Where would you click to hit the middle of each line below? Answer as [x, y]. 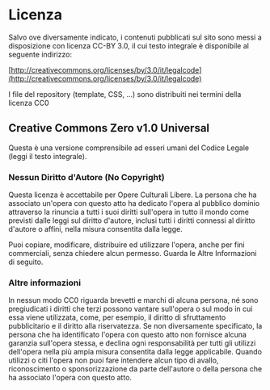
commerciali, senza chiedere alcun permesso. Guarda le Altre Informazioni [133, 254]
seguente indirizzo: [40, 54]
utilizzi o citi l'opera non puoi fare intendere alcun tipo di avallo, [114, 360]
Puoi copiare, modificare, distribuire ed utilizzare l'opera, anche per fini [127, 245]
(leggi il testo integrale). [48, 156]
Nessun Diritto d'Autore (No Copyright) [86, 177]
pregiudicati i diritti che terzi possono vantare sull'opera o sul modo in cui [131, 309]
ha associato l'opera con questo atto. [70, 378]
